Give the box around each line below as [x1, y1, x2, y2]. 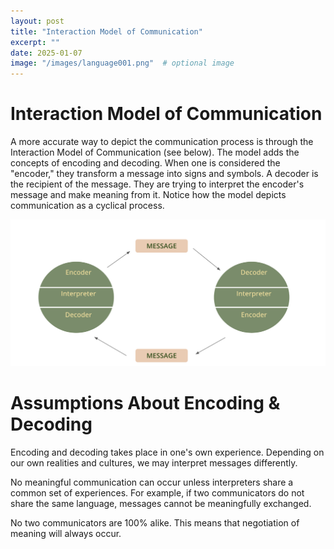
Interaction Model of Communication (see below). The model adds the [10, 146, 300, 159]
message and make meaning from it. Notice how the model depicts [10, 189, 287, 201]
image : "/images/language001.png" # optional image [10, 58, 235, 69]
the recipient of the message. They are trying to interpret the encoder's [10, 178, 305, 190]
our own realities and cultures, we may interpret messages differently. [10, 456, 298, 469]
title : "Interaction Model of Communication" [10, 26, 203, 37]
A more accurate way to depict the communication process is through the [10, 136, 314, 148]
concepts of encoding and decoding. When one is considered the [10, 157, 281, 169]
